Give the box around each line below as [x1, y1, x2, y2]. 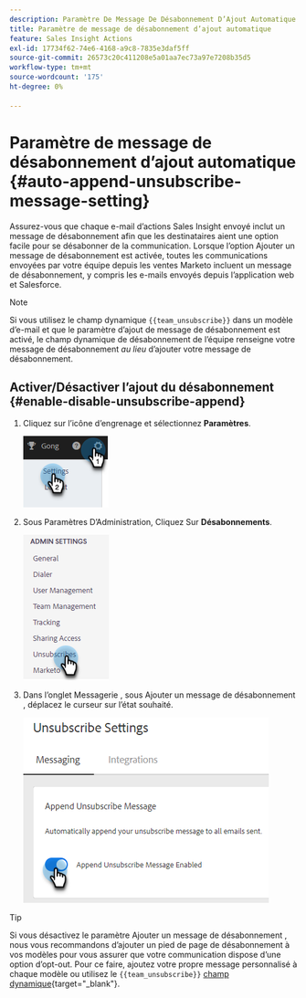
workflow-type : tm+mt [9, 63, 92, 72]
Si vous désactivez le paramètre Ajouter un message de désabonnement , [9, 930, 288, 940]
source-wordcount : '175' [9, 73, 104, 82]
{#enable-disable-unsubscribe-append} [9, 394, 246, 409]
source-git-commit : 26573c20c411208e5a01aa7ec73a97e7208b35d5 [9, 53, 251, 63]
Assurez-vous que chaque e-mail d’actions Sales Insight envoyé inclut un [9, 220, 286, 232]
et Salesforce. [9, 278, 62, 289]
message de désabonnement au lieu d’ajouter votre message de [9, 343, 251, 354]
